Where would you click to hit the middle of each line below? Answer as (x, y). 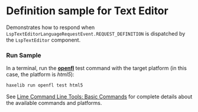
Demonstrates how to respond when (51, 27)
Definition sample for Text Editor (87, 11)
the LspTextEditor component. (43, 40)
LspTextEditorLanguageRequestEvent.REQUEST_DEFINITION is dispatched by (96, 33)
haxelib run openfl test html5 (45, 85)
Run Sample (24, 55)
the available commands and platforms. (54, 103)
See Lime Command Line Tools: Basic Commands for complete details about (99, 97)
